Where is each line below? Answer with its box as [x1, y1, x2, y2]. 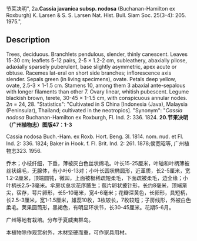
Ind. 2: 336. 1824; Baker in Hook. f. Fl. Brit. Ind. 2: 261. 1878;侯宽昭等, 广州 [6, 140, 185, 147]
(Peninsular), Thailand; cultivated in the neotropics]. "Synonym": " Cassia [6, 106, 183, 113]
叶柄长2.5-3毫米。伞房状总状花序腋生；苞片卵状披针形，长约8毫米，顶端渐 [6, 182, 188, 189]
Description [6, 35, 50, 45]
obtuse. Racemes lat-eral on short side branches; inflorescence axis [6, 69, 172, 76]
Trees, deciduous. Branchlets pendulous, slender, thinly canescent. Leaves [6, 51, 188, 58]
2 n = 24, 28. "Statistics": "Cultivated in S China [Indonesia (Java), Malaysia [6, 101, 188, 108]
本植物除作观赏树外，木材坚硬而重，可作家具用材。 [6, 229, 130, 236]
